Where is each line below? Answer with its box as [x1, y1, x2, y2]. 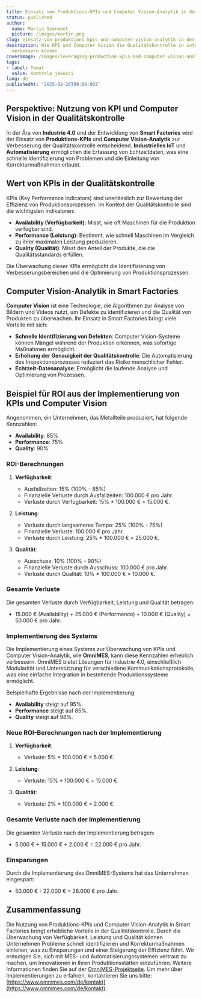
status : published [6, 14, 52, 20]
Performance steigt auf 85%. [14, 707, 88, 714]
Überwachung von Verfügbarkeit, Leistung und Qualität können [6, 933, 164, 941]
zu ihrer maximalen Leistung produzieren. [14, 238, 118, 245]
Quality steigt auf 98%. [14, 714, 73, 721]
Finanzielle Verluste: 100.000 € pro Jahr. [23, 527, 124, 535]
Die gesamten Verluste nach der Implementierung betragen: [6, 829, 155, 836]
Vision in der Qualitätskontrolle [6, 113, 125, 123]
